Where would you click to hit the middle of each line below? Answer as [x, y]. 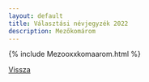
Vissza [19, 70]
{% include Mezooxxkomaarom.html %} [75, 54]
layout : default [36, 16]
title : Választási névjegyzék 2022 [68, 24]
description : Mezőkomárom [52, 31]
